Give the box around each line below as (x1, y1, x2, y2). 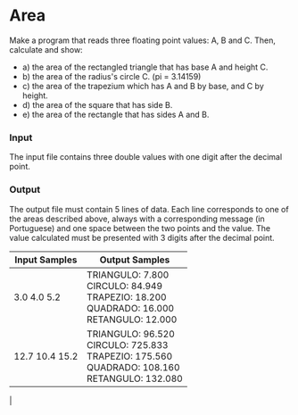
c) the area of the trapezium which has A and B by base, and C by (21, 80, 265, 91)
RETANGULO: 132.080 (86, 372, 183, 385)
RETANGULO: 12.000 (86, 313, 178, 326)
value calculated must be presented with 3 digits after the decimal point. (9, 232, 275, 243)
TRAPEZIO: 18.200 (86, 291, 167, 303)
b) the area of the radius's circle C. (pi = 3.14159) (21, 71, 202, 81)
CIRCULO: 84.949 (86, 279, 163, 292)
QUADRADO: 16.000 (86, 302, 175, 314)
